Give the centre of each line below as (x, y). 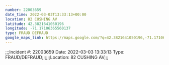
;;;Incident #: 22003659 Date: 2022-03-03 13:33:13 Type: (65, 52)
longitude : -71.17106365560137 (38, 28)
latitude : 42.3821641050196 (35, 24)
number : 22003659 (23, 10)
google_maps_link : (24, 38)
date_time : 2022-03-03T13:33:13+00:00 (46, 14)
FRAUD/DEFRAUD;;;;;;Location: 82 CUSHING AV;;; (57, 57)
